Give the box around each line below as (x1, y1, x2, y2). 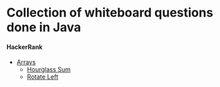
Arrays (16, 58, 36, 66)
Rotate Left (26, 72, 59, 81)
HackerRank (6, 43, 43, 51)
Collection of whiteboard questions (6, 5, 214, 21)
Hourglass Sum (26, 66, 71, 74)
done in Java (6, 19, 82, 35)
